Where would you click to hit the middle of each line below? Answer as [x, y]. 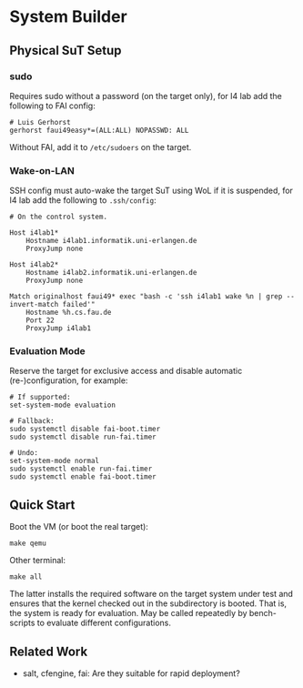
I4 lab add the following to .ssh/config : [83, 200]
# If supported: [40, 398]
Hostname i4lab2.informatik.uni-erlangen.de [111, 273]
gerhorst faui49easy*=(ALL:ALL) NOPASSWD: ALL [99, 130]
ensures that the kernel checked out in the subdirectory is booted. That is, [148, 603]
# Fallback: [32, 421]
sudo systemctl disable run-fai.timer [83, 437]
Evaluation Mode [48, 351]
